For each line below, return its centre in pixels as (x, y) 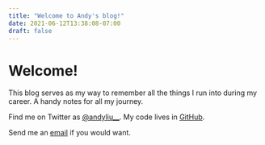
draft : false (30, 31)
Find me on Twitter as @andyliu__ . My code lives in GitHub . (107, 117)
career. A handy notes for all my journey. (76, 101)
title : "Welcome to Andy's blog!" (67, 16)
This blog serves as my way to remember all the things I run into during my (132, 93)
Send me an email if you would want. (70, 133)
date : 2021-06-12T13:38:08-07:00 (65, 23)
